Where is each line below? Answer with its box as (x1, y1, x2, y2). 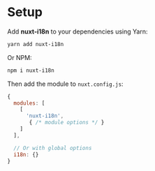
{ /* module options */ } (29, 119, 105, 126)
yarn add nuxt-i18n (7, 40, 64, 47)
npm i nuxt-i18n (7, 67, 54, 74)
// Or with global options (13, 144, 92, 151)
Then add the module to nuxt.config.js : (7, 80, 124, 88)
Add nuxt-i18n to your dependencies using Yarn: (7, 27, 148, 36)
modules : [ (13, 99, 45, 107)
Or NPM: (7, 53, 33, 61)
